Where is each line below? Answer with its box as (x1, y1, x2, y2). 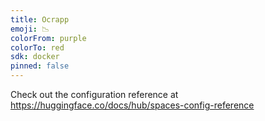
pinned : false (10, 61, 70, 71)
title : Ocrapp (10, 14, 70, 25)
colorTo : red (10, 42, 65, 53)
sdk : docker (10, 52, 60, 62)
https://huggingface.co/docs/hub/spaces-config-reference (10, 99, 255, 111)
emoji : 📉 (10, 24, 50, 34)
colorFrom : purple (10, 33, 87, 43)
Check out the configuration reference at (10, 89, 179, 100)
